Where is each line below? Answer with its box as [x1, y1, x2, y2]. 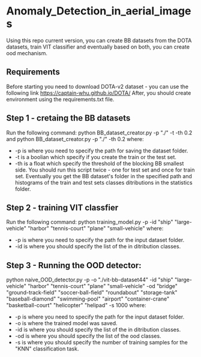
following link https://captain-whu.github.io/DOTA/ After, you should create [6, 89, 191, 97]
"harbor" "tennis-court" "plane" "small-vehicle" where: [28, 225, 164, 232]
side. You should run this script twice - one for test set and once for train [14, 166, 195, 173]
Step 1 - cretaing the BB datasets [6, 113, 131, 124]
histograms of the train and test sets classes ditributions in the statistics [14, 179, 193, 186]
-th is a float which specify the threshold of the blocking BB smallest [14, 160, 184, 167]
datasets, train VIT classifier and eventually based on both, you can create [6, 43, 190, 50]
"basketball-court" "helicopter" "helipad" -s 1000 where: [6, 302, 146, 309]
